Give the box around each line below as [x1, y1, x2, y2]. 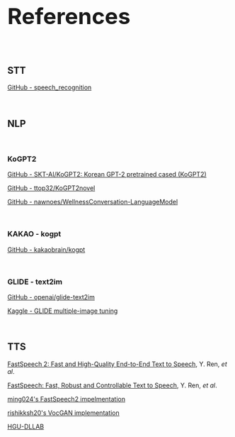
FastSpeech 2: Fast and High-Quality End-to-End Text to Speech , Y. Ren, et [7, 360, 228, 368]
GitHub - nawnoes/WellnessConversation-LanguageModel [7, 198, 178, 206]
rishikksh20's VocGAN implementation [7, 408, 120, 417]
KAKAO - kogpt [7, 229, 62, 239]
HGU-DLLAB [7, 422, 45, 431]
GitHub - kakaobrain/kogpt [7, 245, 86, 254]
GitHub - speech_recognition [7, 83, 92, 92]
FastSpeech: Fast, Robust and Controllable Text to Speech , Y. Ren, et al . [7, 381, 217, 389]
